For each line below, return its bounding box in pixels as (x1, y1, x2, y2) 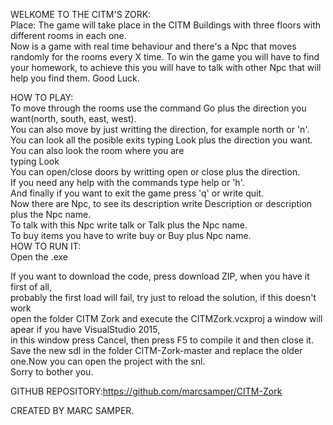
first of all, (10, 281, 52, 293)
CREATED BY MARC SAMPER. (10, 405, 135, 416)
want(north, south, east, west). (10, 113, 137, 124)
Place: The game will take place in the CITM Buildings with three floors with (10, 19, 322, 31)
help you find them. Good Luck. (10, 72, 140, 84)
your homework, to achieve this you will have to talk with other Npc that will (10, 62, 322, 73)
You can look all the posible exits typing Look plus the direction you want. (10, 134, 313, 146)
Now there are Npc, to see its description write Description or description (10, 198, 313, 209)
